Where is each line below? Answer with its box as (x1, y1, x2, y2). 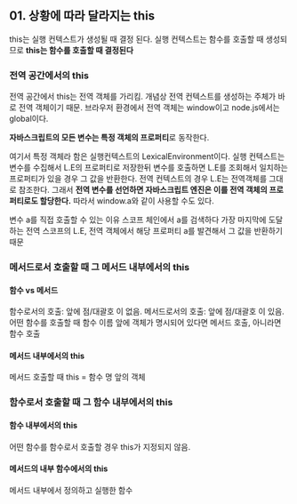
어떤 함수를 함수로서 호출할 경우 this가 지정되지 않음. (9, 441, 191, 452)
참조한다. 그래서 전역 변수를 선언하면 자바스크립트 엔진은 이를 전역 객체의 (18, 185, 269, 196)
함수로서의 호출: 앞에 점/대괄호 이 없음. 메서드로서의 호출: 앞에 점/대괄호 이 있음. (9, 306, 285, 317)
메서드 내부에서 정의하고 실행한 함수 (9, 484, 133, 495)
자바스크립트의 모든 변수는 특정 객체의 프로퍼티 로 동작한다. (9, 132, 210, 143)
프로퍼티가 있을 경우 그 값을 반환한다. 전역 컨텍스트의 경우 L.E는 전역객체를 (9, 173, 268, 184)
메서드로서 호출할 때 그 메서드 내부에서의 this (9, 261, 189, 274)
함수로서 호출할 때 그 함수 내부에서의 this (9, 396, 173, 409)
